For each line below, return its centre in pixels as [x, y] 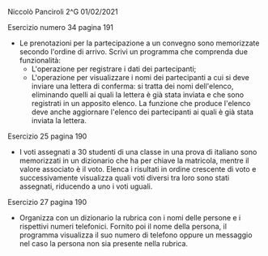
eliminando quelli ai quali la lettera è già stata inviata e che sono [138, 95]
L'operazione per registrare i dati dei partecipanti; [114, 69]
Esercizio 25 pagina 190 [47, 136]
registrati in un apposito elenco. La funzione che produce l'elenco [141, 103]
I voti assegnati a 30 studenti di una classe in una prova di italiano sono [138, 152]
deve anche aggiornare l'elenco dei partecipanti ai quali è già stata [143, 112]
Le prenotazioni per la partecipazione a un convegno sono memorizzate [139, 43]
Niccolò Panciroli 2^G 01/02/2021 [63, 12]
